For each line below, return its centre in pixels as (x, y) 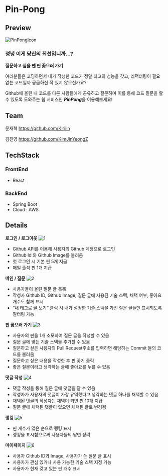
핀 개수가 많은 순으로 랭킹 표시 (42, 428)
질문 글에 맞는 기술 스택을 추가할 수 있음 (51, 341)
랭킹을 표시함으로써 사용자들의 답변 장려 (51, 434)
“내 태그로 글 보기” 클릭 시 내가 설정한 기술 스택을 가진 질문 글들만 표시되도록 (87, 308)
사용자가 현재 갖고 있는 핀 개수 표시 (47, 468)
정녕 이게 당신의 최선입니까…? (39, 54)
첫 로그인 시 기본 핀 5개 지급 (40, 261)
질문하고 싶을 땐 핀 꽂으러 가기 (34, 66)
